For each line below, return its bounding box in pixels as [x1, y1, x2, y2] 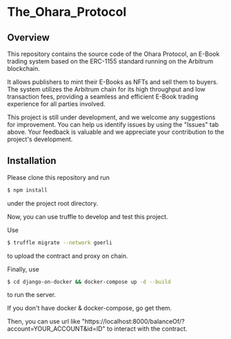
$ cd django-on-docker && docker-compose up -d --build [7, 278, 171, 285]
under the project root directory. [7, 199, 99, 207]
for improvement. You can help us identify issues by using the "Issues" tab [7, 121, 219, 128]
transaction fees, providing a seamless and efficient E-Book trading [7, 92, 199, 101]
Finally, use [7, 265, 39, 273]
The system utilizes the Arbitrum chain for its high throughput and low [7, 85, 205, 93]
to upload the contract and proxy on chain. [7, 251, 128, 260]
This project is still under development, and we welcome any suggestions [7, 113, 216, 121]
